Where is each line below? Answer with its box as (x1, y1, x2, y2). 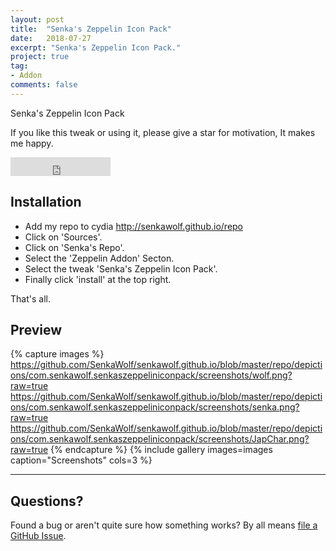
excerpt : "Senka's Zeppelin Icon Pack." (10, 42, 182, 53)
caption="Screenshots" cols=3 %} (10, 454, 153, 466)
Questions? (10, 492, 84, 510)
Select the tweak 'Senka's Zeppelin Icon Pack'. (24, 262, 218, 275)
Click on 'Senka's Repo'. (24, 241, 125, 253)
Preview (10, 321, 63, 338)
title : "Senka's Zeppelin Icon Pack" (10, 24, 172, 34)
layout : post (10, 14, 65, 25)
